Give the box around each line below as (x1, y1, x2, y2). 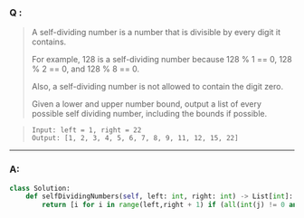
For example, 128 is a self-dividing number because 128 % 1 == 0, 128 (31, 54, 292, 65)
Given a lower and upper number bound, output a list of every (31, 99, 262, 109)
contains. (31, 36, 67, 47)
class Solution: (9, 184, 71, 193)
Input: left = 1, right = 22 (31, 126, 142, 135)
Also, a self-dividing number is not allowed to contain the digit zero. (31, 81, 283, 92)
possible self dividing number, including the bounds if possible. (31, 109, 268, 119)
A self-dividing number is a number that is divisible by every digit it (31, 27, 281, 38)
